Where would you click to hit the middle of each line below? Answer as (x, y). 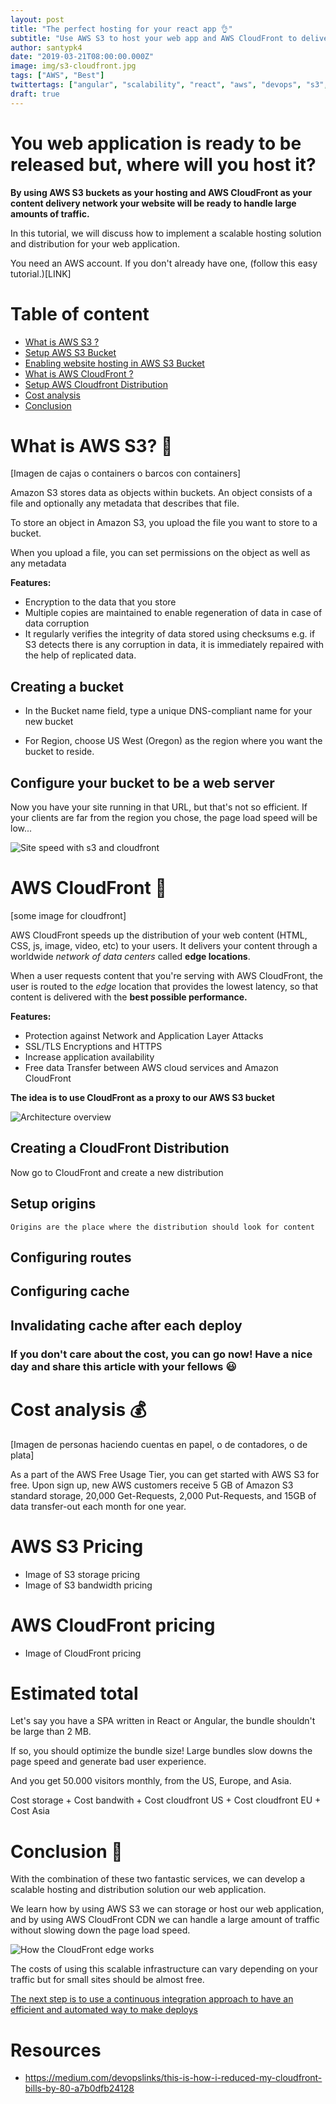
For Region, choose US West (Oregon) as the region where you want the (173, 741)
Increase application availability (89, 1057)
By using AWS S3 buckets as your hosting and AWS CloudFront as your (161, 192)
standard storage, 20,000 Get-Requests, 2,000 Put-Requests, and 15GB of (163, 1495)
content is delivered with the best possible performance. (129, 997)
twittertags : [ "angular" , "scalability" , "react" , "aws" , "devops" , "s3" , (169, 85)
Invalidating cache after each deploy (126, 1325)
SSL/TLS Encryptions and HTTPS (93, 1046)
